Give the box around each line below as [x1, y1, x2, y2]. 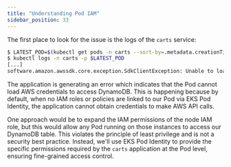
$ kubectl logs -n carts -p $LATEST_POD [7, 55, 125, 62]
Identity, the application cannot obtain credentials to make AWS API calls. [7, 102, 214, 110]
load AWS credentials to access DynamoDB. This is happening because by [7, 87, 219, 96]
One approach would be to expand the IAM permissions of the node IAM [7, 115, 212, 124]
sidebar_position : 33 [7, 16, 69, 23]
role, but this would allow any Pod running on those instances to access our [7, 123, 221, 131]
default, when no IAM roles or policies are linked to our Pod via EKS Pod [7, 95, 211, 103]
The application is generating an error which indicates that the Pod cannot [7, 80, 218, 88]
